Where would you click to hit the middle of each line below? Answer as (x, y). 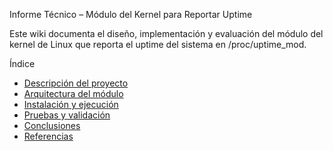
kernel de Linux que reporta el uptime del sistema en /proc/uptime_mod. (158, 44)
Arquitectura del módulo (73, 93)
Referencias (48, 136)
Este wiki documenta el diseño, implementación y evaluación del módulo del (166, 33)
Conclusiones (52, 125)
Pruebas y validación (67, 115)
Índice (22, 63)
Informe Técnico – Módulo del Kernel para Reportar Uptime (131, 14)
